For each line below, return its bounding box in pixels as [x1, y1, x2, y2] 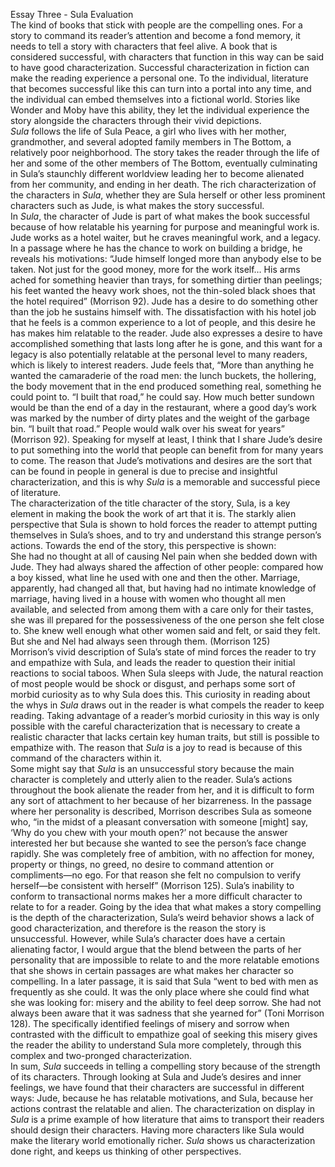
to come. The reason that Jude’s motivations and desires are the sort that [10, 455, 312, 466]
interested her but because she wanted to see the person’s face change [10, 837, 307, 849]
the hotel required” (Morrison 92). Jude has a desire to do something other [10, 295, 319, 307]
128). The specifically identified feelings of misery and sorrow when [10, 1018, 290, 1029]
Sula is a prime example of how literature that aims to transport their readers [10, 1114, 325, 1125]
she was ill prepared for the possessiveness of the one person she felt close [10, 614, 325, 626]
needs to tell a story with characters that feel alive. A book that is [10, 40, 278, 52]
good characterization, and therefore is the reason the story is [10, 922, 267, 934]
